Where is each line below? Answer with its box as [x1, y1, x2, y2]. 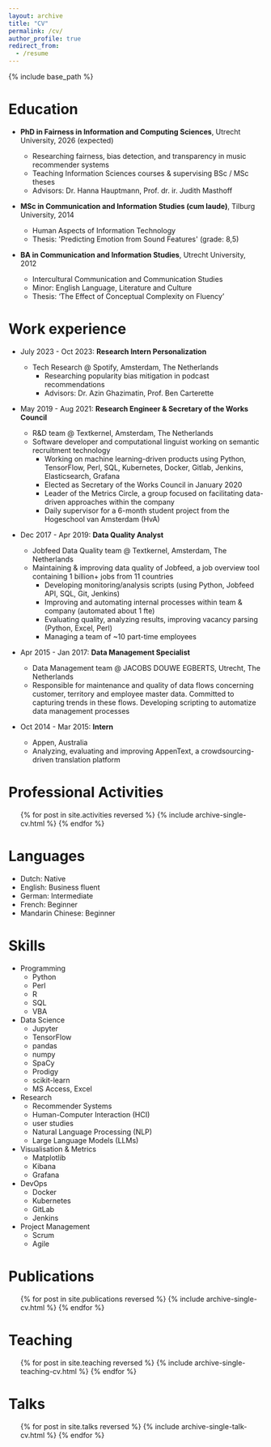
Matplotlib [32, 1152, 66, 1163]
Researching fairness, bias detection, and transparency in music [32, 151, 247, 160]
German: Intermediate [19, 890, 94, 900]
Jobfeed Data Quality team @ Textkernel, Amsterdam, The [32, 545, 227, 555]
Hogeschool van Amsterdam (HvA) [44, 514, 160, 523]
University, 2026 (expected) [19, 135, 114, 145]
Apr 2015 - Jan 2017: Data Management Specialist [19, 647, 190, 657]
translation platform [55, 754, 121, 764]
